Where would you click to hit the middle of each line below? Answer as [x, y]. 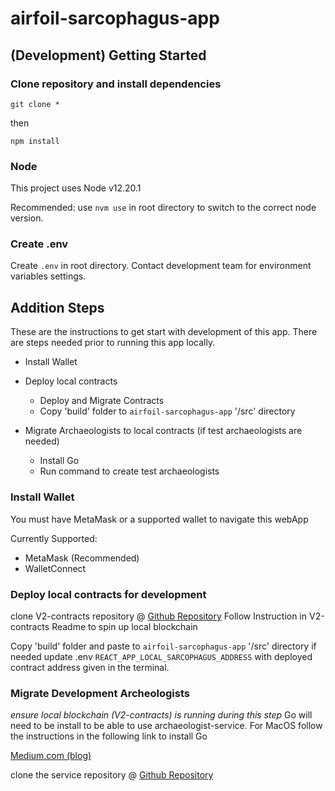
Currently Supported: [54, 538]
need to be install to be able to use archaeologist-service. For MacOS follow [166, 726]
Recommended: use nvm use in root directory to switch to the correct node [163, 208]
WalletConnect [55, 568]
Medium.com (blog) [51, 756]
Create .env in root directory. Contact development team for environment [161, 266]
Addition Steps [57, 307]
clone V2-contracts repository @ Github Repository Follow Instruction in [159, 616]
